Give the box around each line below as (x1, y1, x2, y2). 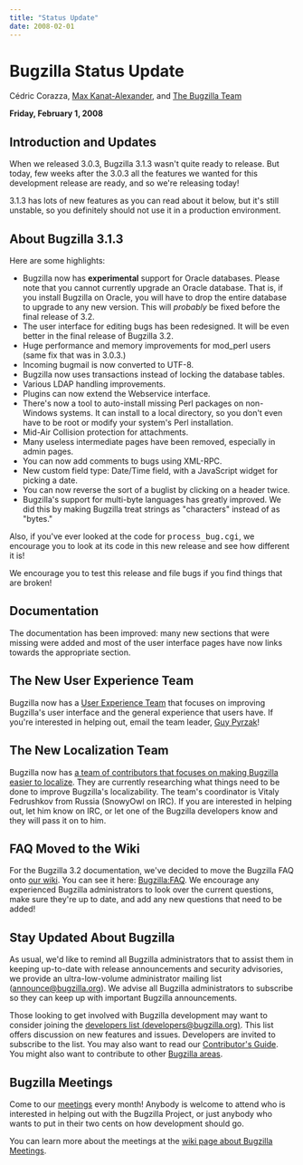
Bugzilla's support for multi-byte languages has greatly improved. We (22, 495, 282, 505)
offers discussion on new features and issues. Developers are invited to (9, 1029, 276, 1040)
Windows (22, 408, 58, 419)
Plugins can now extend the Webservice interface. (22, 389, 211, 400)
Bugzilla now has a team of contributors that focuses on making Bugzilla (9, 766, 279, 777)
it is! (9, 550, 25, 562)
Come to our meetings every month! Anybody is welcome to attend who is (9, 1098, 286, 1110)
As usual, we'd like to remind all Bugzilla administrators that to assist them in (9, 954, 294, 965)
